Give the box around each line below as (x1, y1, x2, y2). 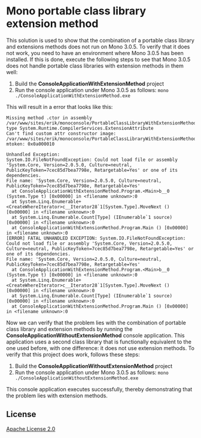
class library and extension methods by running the (6, 325, 133, 333)
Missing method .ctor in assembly (6, 115, 93, 121)
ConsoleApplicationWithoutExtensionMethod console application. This (6, 331, 185, 339)
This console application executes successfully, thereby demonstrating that (6, 385, 193, 393)
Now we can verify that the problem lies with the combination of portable (6, 319, 187, 326)
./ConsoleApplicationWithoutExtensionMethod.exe (14, 375, 139, 381)
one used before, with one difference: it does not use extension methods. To (6, 344, 195, 351)
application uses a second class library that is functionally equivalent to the (6, 338, 191, 345)
